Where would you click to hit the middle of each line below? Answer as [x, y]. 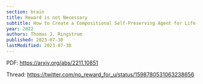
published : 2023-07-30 [35, 40]
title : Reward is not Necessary [47, 18]
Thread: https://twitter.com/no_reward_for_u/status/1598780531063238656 [100, 74]
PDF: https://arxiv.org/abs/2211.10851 [52, 63]
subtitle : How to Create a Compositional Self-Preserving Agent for [94, 23]
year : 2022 [20, 29]
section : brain [25, 12]
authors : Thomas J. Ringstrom [44, 34]
